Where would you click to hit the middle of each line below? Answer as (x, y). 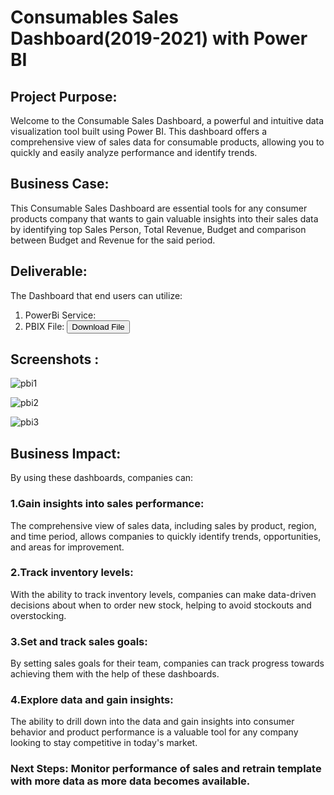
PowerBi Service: (60, 315)
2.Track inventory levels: (72, 573)
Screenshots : (55, 359)
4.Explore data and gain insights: (92, 700)
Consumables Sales (95, 17)
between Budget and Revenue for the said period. (113, 240)
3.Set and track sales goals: (79, 641)
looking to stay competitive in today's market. (104, 743)
